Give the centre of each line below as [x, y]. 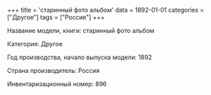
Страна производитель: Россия [53, 71]
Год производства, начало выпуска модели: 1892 [80, 57]
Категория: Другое [35, 44]
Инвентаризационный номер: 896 [57, 84]
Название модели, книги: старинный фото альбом [81, 31]
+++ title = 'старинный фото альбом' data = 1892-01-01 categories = [106, 10]
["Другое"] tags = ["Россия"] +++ [56, 17]
